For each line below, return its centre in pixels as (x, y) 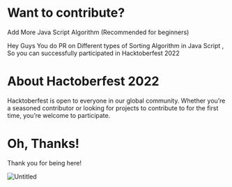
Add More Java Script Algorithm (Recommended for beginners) (98, 32)
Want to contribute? (66, 13)
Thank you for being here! (45, 163)
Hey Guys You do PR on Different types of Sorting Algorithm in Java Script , (116, 45)
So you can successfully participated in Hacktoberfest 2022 (93, 53)
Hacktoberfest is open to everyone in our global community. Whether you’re (116, 100)
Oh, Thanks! (44, 144)
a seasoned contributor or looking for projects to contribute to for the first (113, 108)
